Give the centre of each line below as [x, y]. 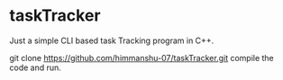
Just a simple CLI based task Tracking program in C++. [112, 40]
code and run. [35, 67]
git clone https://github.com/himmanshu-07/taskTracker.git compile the [142, 58]
